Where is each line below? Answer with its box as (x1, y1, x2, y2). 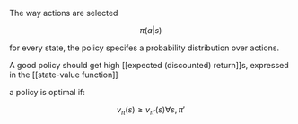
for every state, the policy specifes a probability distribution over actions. (9, 42, 280, 53)
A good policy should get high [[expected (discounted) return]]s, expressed (9, 60, 289, 70)
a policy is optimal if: (9, 87, 85, 97)
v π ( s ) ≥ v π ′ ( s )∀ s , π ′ (116, 104, 186, 117)
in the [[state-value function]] (9, 69, 118, 80)
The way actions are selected (9, 8, 118, 18)
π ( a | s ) (139, 25, 162, 35)
